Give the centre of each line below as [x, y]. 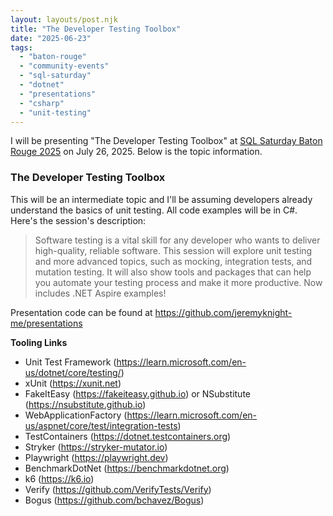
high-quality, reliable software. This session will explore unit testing [173, 250]
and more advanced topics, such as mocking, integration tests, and [173, 261]
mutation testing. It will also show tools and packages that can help [173, 272]
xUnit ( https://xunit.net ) [73, 383]
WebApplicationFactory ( [76, 415]
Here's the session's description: [78, 220]
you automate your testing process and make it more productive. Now [178, 282]
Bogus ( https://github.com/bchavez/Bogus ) [114, 500]
